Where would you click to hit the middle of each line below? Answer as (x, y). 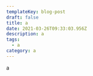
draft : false (22, 17)
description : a (25, 34)
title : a (17, 23)
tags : (13, 39)
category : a (21, 51)
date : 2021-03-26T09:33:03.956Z (46, 28)
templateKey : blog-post (36, 12)
